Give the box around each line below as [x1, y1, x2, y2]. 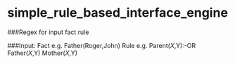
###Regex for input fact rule [7, 28, 89, 36]
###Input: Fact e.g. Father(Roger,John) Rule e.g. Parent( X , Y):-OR [7, 41, 196, 49]
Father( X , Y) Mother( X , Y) [7, 49, 78, 57]
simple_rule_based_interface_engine [7, 5, 229, 21]
